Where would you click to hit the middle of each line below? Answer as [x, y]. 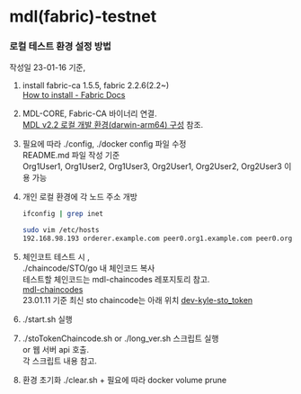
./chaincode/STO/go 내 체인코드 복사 [89, 268]
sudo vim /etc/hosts [61, 230]
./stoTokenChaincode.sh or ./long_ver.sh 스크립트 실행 [120, 338]
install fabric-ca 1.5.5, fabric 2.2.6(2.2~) [96, 85]
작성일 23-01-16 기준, [48, 67]
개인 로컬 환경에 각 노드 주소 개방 [80, 197]
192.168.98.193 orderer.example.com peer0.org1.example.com [137, 239]
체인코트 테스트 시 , [56, 257]
